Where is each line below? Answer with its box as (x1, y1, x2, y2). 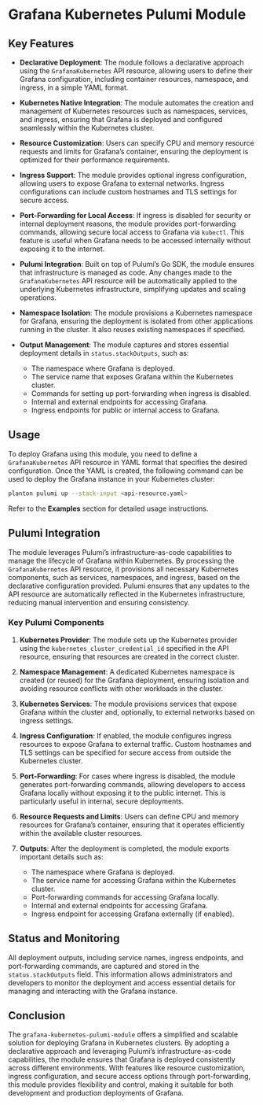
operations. (19, 293, 57, 302)
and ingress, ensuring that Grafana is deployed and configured (19, 115, 223, 124)
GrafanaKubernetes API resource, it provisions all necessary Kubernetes (8, 564, 239, 574)
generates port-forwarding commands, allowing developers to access (19, 779, 246, 789)
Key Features (8, 37, 75, 50)
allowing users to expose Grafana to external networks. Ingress (19, 179, 225, 188)
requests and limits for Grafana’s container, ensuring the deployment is (19, 147, 249, 156)
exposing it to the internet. (19, 244, 105, 253)
